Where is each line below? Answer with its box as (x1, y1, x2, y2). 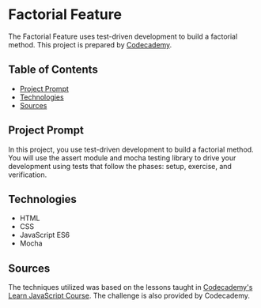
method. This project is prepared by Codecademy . (8, 39, 172, 49)
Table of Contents (8, 63, 99, 77)
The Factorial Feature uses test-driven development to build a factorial (8, 32, 238, 41)
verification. (8, 170, 47, 179)
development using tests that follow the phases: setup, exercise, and (8, 161, 232, 171)
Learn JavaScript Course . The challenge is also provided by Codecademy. (8, 291, 251, 301)
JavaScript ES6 (19, 231, 70, 240)
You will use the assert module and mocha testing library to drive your (8, 152, 236, 163)
